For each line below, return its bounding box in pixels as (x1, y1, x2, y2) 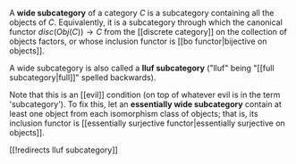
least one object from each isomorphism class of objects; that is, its (9, 109, 258, 119)
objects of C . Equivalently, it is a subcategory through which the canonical (9, 17, 283, 28)
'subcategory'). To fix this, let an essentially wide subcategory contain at (9, 99, 282, 110)
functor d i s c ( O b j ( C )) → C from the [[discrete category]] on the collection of (9, 27, 288, 37)
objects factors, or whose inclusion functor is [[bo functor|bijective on (9, 36, 267, 46)
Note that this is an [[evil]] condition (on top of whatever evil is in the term (9, 89, 281, 100)
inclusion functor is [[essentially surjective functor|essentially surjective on (9, 118, 286, 128)
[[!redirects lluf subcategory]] (9, 144, 118, 155)
